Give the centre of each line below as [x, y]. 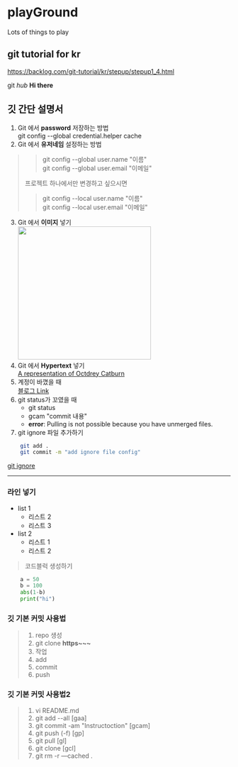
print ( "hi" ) [38, 599]
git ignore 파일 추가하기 [50, 432]
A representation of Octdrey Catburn [71, 373]
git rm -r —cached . [64, 756]
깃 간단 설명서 [35, 110]
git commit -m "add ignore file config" [80, 452]
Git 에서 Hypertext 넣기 [51, 365]
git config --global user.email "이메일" [97, 168]
